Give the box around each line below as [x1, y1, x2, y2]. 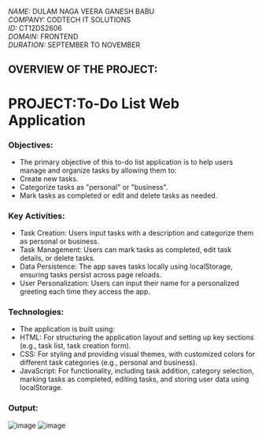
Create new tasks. [19, 173, 79, 184]
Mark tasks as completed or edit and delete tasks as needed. [19, 191, 218, 200]
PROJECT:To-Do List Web [8, 95, 179, 113]
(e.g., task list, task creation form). [19, 341, 131, 351]
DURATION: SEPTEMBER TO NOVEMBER [8, 40, 141, 50]
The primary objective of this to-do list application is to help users [19, 157, 234, 166]
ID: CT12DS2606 [8, 24, 63, 32]
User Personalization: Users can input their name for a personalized [19, 279, 240, 288]
